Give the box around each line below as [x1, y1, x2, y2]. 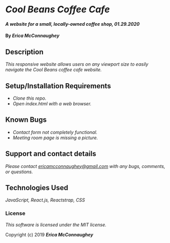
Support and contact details [5, 149, 96, 158]
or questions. [5, 169, 33, 175]
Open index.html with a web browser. [12, 101, 92, 106]
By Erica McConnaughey [5, 32, 60, 39]
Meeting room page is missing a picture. [12, 135, 98, 141]
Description [5, 47, 44, 56]
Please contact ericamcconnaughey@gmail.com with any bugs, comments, [5, 163, 165, 169]
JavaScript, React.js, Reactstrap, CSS [5, 197, 86, 203]
